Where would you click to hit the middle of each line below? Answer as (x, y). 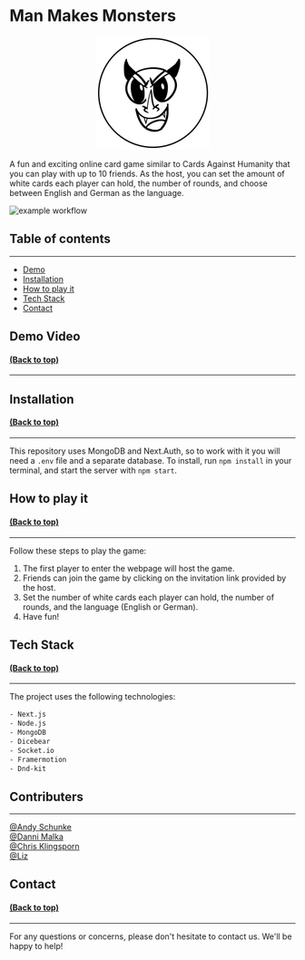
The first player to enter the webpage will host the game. (128, 568)
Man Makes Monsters (93, 16)
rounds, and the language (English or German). (110, 607)
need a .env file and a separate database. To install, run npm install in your (151, 460)
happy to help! (36, 945)
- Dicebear (30, 742)
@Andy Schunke (41, 827)
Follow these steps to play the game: (78, 551)
